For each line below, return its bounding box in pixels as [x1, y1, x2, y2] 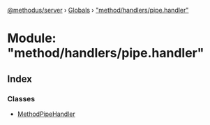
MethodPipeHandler [17, 110, 75, 118]
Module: [7, 31, 57, 46]
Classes [7, 94, 36, 103]
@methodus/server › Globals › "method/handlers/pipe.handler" [7, 6, 189, 14]
